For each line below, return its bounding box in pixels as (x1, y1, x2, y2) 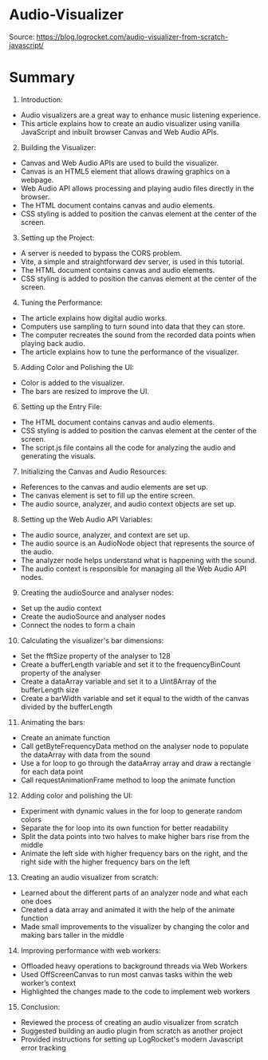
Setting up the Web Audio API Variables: (20, 514, 153, 524)
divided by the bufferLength (20, 702, 113, 711)
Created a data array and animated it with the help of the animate (20, 904, 235, 914)
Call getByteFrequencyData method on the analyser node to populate (20, 741, 249, 751)
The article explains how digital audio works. (20, 313, 167, 322)
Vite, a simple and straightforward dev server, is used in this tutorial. (20, 257, 245, 266)
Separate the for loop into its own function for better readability (20, 823, 229, 833)
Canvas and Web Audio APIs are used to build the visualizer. (20, 158, 219, 167)
